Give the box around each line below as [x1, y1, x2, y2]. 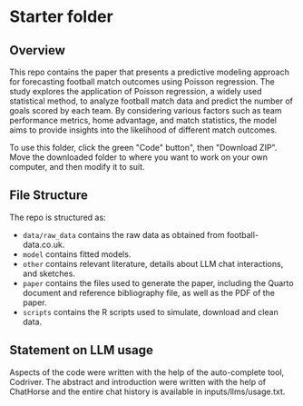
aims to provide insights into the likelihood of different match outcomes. [9, 124, 278, 135]
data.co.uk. [22, 239, 65, 250]
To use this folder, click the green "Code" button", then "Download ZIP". [9, 143, 278, 153]
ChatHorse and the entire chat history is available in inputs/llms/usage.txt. [9, 386, 286, 397]
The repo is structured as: [9, 212, 106, 223]
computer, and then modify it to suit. [9, 162, 145, 172]
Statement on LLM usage [9, 342, 154, 358]
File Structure [9, 188, 88, 203]
